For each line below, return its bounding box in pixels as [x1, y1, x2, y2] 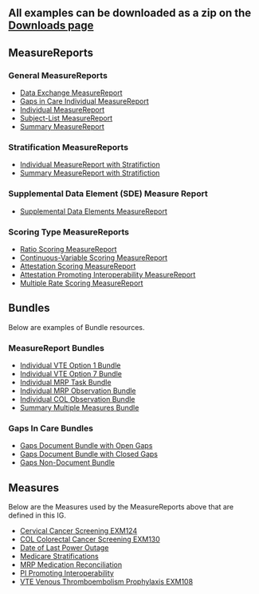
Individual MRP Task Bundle [19, 378, 112, 387]
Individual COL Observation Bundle [19, 395, 135, 404]
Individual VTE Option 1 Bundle [19, 360, 121, 370]
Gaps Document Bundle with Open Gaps [19, 441, 153, 450]
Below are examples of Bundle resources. [8, 322, 145, 332]
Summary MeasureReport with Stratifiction [19, 168, 160, 178]
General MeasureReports [8, 69, 108, 81]
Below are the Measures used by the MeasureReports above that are [8, 502, 234, 512]
